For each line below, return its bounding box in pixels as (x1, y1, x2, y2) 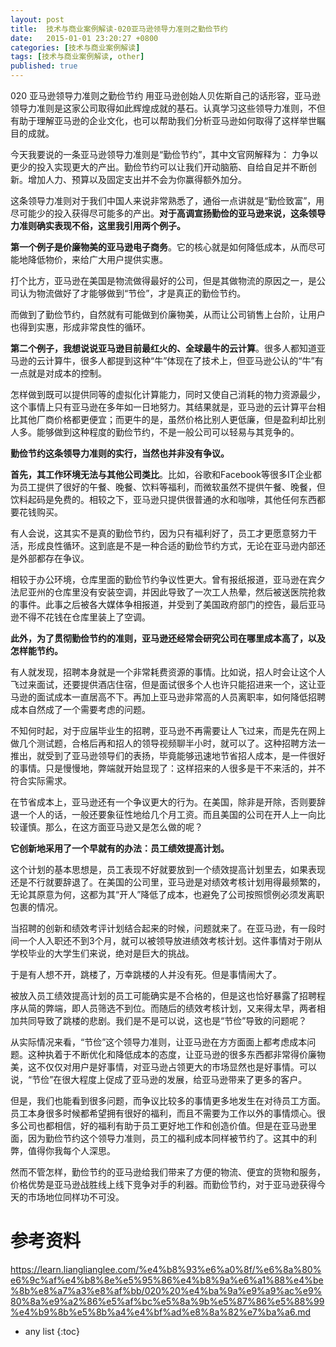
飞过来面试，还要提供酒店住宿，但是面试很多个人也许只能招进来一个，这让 (10, 679, 317, 690)
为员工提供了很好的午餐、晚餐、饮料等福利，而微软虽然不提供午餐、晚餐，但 (10, 481, 326, 493)
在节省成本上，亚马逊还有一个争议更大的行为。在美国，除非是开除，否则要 (10, 796, 317, 808)
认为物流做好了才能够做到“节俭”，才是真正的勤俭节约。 (18, 287, 247, 299)
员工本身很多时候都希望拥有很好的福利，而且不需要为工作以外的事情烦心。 (10, 1107, 317, 1119)
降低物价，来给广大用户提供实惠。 (27, 254, 168, 265)
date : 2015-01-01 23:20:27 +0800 (10, 33, 159, 43)
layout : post (10, 14, 65, 25)
